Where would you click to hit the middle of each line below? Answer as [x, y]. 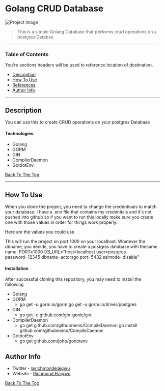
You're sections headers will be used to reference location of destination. [79, 65]
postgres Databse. [36, 37]
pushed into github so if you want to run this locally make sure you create [79, 217]
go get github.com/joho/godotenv [54, 341]
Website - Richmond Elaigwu [41, 374]
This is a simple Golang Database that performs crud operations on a [87, 31]
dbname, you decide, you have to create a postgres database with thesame [82, 247]
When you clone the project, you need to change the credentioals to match [81, 207]
